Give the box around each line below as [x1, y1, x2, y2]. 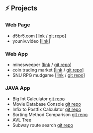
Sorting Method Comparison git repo [12, 112, 88, 118]
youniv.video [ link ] [12, 38, 51, 44]
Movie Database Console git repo [12, 101, 81, 107]
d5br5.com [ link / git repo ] [12, 33, 66, 39]
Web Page [5, 21, 31, 28]
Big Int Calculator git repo [12, 96, 65, 102]
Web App [5, 50, 28, 57]
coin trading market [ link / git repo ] [12, 66, 84, 73]
